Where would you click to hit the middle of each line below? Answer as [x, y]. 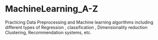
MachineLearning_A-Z [52, 9]
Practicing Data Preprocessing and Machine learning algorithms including [79, 22]
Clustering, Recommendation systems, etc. [48, 32]
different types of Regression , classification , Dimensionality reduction [76, 27]
